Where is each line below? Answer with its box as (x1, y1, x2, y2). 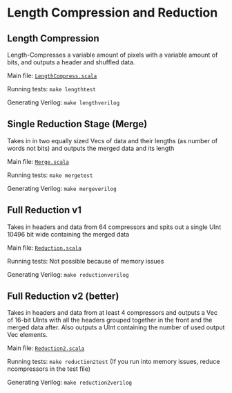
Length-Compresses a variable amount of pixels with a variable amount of (7, 51, 218, 59)
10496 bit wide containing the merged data (7, 230, 130, 238)
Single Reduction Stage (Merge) (7, 118, 148, 130)
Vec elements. (7, 331, 48, 339)
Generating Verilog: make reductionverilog (7, 270, 129, 278)
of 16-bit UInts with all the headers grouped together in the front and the (7, 316, 213, 325)
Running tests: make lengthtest (7, 85, 97, 93)
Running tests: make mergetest (7, 171, 93, 179)
